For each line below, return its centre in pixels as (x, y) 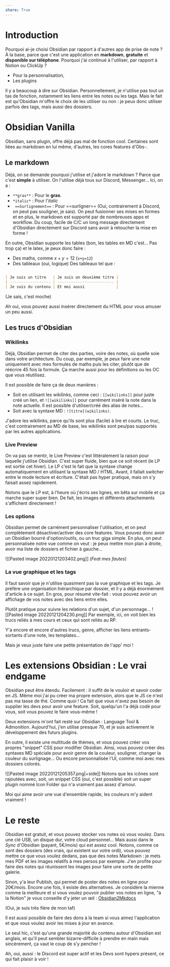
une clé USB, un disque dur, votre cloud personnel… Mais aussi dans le (79, 840)
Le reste (23, 820)
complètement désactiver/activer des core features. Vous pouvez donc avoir (85, 533)
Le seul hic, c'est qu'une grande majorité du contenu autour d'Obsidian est (83, 933)
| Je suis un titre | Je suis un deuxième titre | (62, 277)
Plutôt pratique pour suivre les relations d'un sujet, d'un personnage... (78, 609)
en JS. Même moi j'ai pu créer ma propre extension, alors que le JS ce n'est (84, 696)
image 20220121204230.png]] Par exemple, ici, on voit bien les (90, 615)
